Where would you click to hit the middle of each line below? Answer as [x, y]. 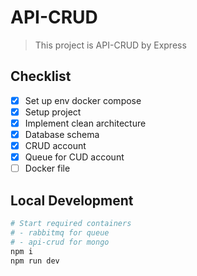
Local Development [72, 200]
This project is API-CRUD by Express [110, 45]
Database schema [62, 134]
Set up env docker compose [83, 100]
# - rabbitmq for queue [60, 232]
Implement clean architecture [85, 123]
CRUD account [55, 145]
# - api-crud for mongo [60, 242]
